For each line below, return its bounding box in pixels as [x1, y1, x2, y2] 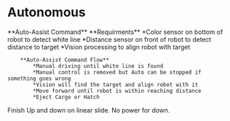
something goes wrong [7, 75, 72, 82]
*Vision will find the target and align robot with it [33, 81, 199, 88]
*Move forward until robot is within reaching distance [33, 87, 202, 94]
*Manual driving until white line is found [33, 62, 163, 69]
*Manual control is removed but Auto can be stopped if [33, 69, 202, 76]
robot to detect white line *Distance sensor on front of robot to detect [7, 35, 212, 43]
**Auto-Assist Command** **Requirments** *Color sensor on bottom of [7, 28, 224, 36]
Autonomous [7, 4, 86, 21]
